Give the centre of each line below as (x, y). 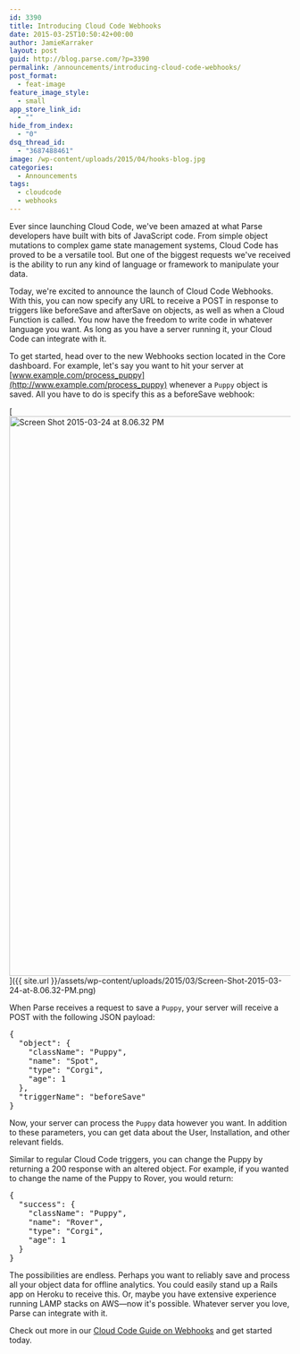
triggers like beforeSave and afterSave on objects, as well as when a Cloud (147, 310)
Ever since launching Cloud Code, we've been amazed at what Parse (136, 226)
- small (32, 101)
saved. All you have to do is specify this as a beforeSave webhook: (132, 394)
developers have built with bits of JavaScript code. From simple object (139, 236)
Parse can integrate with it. (58, 1313)
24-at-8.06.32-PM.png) (53, 990)
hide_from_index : (42, 126)
